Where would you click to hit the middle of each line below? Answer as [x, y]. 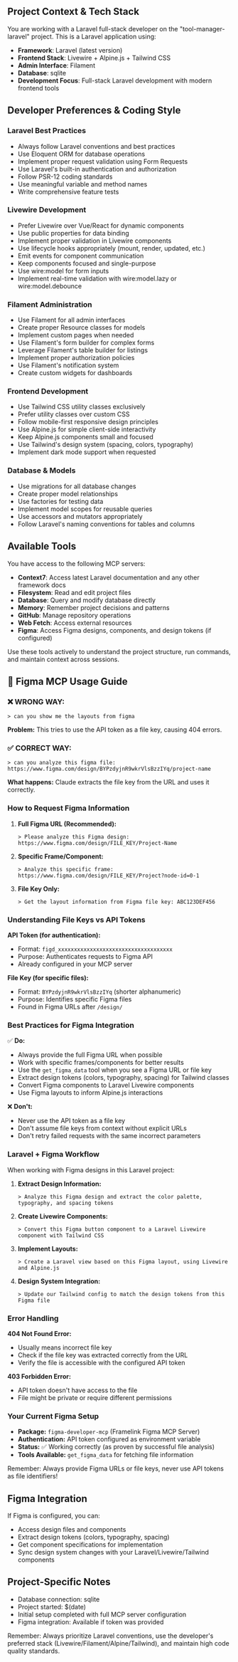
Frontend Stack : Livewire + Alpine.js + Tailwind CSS [94, 58]
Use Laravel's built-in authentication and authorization [97, 169]
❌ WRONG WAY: [36, 702]
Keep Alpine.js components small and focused [86, 437]
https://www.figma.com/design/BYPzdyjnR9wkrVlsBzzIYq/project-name [109, 769]
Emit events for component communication [81, 256]
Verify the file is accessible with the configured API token [102, 1362]
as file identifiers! [33, 1476]
